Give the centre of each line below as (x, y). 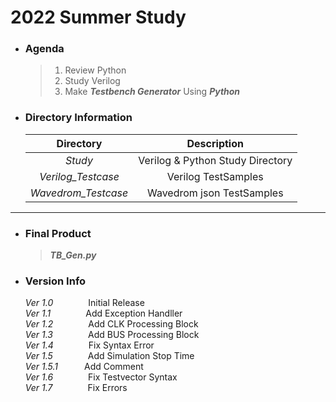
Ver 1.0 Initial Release (84, 303)
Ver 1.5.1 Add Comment (84, 367)
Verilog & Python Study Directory (215, 160)
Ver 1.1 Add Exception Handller (103, 313)
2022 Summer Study (98, 17)
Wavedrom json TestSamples (215, 193)
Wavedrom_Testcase (79, 193)
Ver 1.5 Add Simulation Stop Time (109, 356)
